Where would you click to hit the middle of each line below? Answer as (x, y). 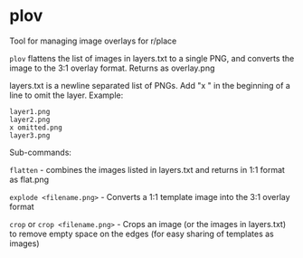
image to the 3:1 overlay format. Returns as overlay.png (112, 68)
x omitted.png (36, 128)
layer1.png (30, 111)
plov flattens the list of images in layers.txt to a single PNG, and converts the (152, 58)
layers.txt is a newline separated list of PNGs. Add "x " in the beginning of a (150, 85)
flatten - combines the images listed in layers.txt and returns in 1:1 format (147, 169)
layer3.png (30, 135)
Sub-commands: (41, 152)
